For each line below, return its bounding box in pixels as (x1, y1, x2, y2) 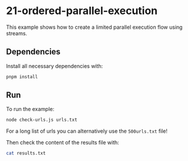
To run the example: (6, 106, 55, 113)
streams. (6, 29, 28, 36)
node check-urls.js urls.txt (6, 117, 78, 123)
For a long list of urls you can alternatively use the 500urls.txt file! (6, 128, 168, 135)
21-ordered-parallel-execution (6, 4, 158, 18)
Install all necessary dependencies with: (6, 62, 103, 69)
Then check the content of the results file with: (6, 139, 119, 146)
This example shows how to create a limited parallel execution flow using (6, 24, 183, 31)
